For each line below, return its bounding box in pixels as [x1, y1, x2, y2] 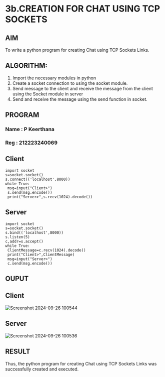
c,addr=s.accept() [5, 239, 43, 244]
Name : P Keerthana [5, 126, 55, 133]
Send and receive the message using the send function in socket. [12, 96, 147, 102]
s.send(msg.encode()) [7, 190, 52, 195]
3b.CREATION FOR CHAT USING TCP [5, 3, 160, 15]
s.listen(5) [5, 234, 30, 239]
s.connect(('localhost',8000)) [5, 177, 70, 182]
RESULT [5, 347, 30, 356]
